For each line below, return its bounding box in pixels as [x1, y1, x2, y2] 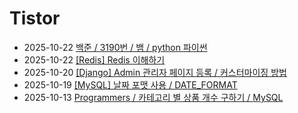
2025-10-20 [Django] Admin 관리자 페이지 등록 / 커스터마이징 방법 [23, 66, 287, 78]
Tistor [9, 7, 61, 30]
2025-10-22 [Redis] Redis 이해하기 [23, 53, 166, 66]
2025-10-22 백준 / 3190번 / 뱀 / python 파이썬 [23, 41, 208, 53]
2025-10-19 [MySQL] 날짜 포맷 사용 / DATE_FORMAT [23, 78, 238, 91]
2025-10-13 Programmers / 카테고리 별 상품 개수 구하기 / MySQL [23, 91, 284, 103]
